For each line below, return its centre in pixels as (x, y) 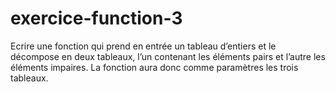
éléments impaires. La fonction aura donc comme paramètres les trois (154, 67)
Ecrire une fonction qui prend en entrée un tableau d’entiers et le (143, 46)
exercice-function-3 (96, 18)
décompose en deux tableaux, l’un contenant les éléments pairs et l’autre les (168, 56)
